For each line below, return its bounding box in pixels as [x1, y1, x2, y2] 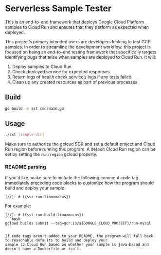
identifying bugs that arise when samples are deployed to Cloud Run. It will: [5, 54, 157, 60]
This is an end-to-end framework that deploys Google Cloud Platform [5, 19, 144, 25]
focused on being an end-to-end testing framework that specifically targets [5, 49, 157, 55]
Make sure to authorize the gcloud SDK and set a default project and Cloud [5, 141, 156, 147]
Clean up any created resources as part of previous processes [12, 79, 138, 85]
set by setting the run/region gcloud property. [5, 152, 98, 157]
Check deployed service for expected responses [12, 68, 110, 74]
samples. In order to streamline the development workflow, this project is [5, 44, 151, 50]
